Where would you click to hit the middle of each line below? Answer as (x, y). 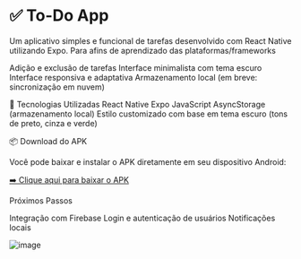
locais (20, 227)
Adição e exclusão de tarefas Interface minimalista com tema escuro (136, 67)
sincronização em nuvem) (57, 87)
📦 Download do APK (48, 141)
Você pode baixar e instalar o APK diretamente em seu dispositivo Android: (148, 161)
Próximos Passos (41, 200)
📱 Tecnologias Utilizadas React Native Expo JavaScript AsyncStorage (138, 104)
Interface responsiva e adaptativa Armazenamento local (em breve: (133, 77)
